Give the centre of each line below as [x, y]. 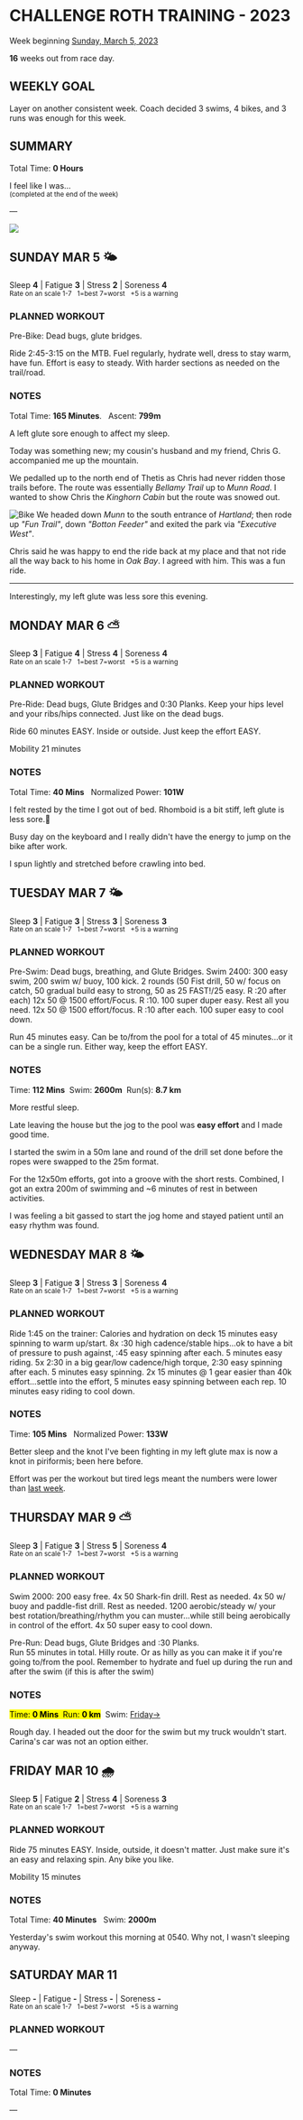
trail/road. [28, 373]
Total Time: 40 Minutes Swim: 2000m [83, 1920]
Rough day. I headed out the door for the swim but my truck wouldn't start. [148, 1731]
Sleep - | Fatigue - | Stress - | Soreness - [85, 1998]
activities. [27, 1198]
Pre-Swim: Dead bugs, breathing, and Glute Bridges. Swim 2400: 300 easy [149, 972]
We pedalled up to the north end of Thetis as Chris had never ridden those [147, 477]
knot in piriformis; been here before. [76, 1461]
